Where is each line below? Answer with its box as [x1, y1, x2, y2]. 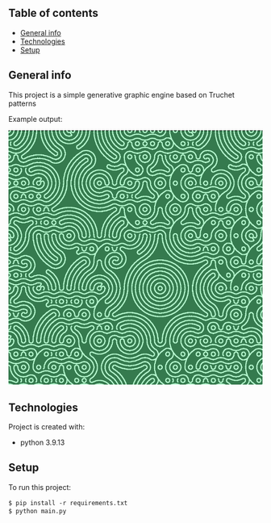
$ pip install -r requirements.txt [8, 499, 128, 507]
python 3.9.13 [19, 437, 65, 447]
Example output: [8, 114, 63, 123]
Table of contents [8, 6, 98, 20]
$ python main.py [8, 507, 67, 515]
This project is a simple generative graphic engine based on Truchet [8, 90, 236, 99]
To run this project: [8, 482, 71, 492]
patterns [8, 98, 36, 108]
